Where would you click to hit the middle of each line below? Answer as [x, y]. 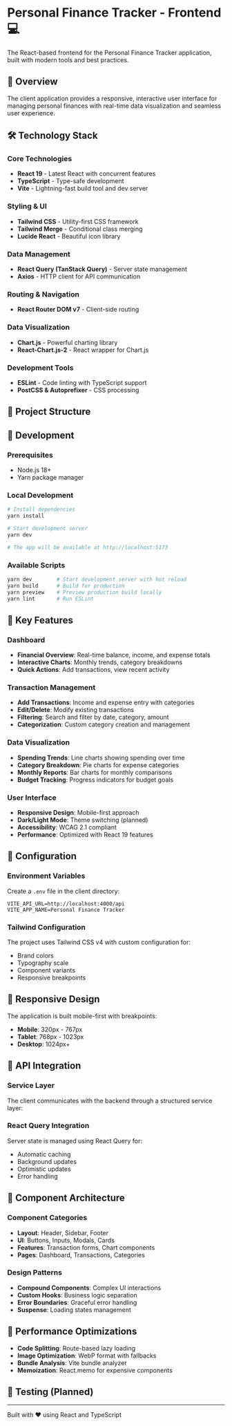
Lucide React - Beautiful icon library [69, 236]
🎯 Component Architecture [66, 1198]
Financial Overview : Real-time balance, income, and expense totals [114, 655]
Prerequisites [30, 455]
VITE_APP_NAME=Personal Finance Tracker [66, 910]
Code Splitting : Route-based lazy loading [76, 1348]
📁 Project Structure [49, 412]
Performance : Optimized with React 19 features [85, 835]
